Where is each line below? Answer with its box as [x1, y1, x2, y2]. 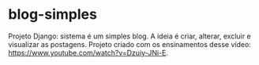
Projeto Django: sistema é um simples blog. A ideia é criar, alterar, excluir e [8, 31, 251, 41]
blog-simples [8, 5, 97, 23]
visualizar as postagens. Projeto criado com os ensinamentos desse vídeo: [8, 39, 251, 49]
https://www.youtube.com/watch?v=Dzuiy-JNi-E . [8, 48, 168, 57]
